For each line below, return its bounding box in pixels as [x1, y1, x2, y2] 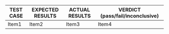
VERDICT [118, 6, 141, 13]
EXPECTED [32, 6, 59, 13]
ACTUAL [69, 6, 91, 13]
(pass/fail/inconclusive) [100, 12, 159, 19]
